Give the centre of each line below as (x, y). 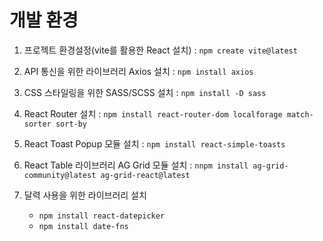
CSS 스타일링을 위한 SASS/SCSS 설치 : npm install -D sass (145, 92)
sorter (37, 124)
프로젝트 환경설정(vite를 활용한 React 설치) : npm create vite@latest (160, 50)
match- (300, 114)
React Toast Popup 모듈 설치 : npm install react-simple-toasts (154, 143)
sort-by (71, 124)
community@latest (60, 175)
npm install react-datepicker (102, 216)
